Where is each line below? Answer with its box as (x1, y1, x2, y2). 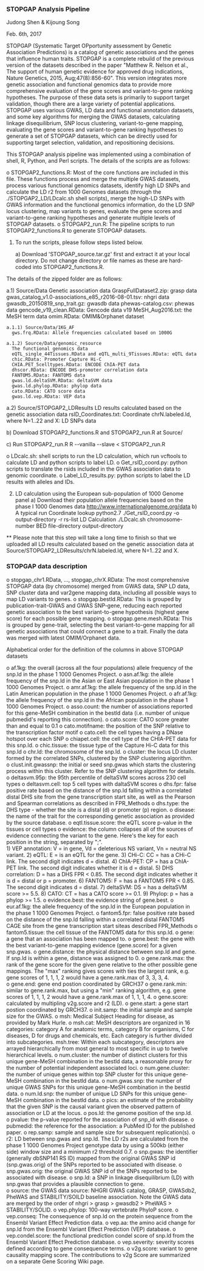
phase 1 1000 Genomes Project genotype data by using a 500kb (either (6, 1141, 184, 1149)
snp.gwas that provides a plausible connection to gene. (6, 1180, 145, 1187)
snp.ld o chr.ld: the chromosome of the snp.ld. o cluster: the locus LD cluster (6, 748, 198, 755)
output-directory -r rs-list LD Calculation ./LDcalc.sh (15, 516, 146, 523)
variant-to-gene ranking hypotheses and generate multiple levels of (6, 214, 175, 222)
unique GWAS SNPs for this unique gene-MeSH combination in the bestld (6, 1083, 190, 1091)
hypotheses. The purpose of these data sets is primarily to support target (6, 94, 190, 101)
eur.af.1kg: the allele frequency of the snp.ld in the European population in (6, 902, 190, 910)
